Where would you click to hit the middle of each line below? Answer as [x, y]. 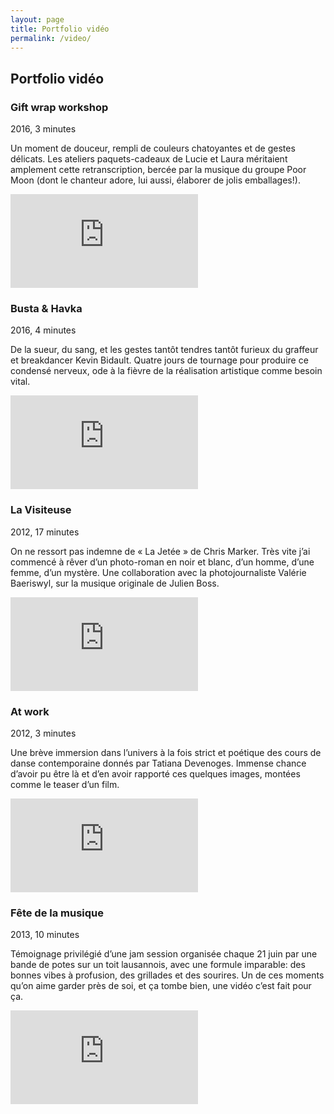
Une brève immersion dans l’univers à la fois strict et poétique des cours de [166, 752]
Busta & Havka [46, 308]
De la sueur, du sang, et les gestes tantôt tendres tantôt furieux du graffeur [164, 350]
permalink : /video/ [51, 38]
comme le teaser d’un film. [65, 784]
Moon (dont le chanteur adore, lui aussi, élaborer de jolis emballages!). [155, 180]
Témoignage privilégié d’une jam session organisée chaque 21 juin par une [164, 954]
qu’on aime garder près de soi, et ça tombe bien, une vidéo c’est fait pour [161, 986]
